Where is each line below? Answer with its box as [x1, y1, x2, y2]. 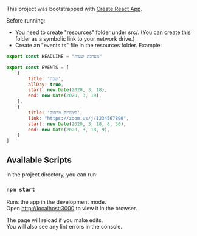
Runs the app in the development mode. [6, 198, 106, 206]
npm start [6, 186, 35, 193]
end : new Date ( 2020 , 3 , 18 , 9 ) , [28, 127, 111, 133]
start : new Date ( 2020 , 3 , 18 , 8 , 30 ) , [28, 121, 126, 127]
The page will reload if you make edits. [6, 217, 103, 224]
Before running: [6, 17, 46, 24]
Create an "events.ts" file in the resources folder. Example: [15, 42, 162, 49]
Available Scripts [6, 154, 72, 165]
